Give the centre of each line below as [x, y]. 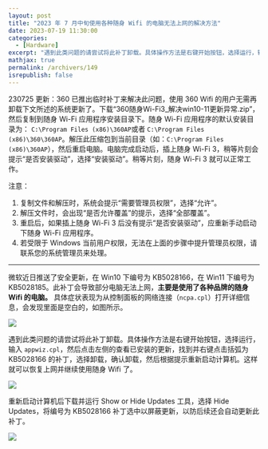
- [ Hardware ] [37, 46]
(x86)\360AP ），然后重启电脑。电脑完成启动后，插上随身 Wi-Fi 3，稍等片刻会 [134, 149]
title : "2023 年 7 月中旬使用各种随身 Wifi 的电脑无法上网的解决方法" [115, 23]
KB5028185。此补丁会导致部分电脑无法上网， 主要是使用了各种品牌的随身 [128, 287]
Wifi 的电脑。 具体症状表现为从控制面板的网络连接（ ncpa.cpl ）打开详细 [126, 297]
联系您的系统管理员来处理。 [65, 252]
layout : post [30, 16]
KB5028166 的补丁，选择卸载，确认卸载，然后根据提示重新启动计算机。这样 [133, 359]
